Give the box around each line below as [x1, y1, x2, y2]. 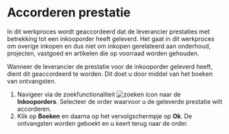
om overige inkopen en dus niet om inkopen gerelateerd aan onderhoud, [7, 42, 211, 50]
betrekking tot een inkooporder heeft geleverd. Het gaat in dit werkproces [7, 34, 215, 42]
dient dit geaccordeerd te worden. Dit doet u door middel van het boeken [7, 70, 213, 78]
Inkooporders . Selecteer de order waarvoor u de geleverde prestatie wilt [16, 97, 223, 105]
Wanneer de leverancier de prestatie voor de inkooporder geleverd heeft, [7, 62, 213, 70]
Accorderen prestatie [7, 5, 131, 21]
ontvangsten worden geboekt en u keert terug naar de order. [16, 119, 189, 127]
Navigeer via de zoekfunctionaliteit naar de [16, 90, 181, 98]
